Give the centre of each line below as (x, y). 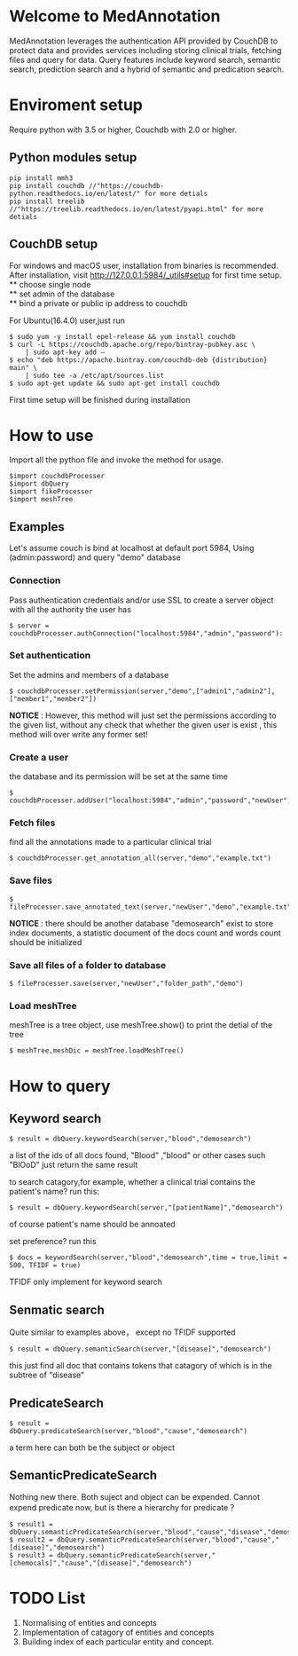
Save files (31, 880)
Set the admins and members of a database (89, 674)
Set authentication (50, 656)
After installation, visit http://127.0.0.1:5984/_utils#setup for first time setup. (145, 275)
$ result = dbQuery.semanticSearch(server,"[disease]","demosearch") (141, 1349)
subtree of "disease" (47, 1375)
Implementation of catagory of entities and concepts (118, 1632)
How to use (51, 435)
